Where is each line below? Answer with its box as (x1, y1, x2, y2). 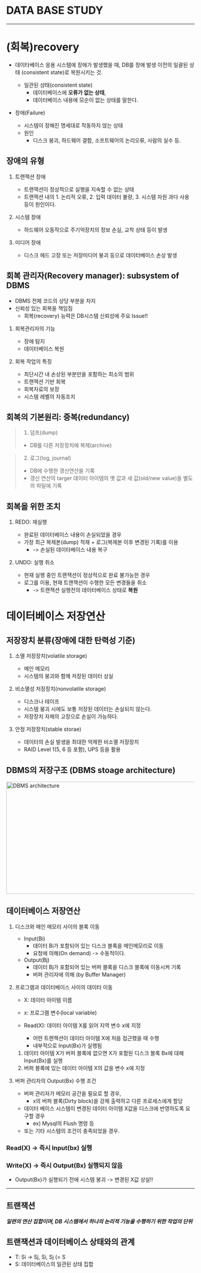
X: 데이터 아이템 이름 (23, 996, 73, 1003)
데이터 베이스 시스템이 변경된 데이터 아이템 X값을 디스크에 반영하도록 (23, 1105, 184, 1112)
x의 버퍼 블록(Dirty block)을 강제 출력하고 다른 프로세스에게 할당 (32, 1097, 183, 1104)
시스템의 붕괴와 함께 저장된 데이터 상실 (23, 673, 114, 680)
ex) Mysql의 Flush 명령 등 (32, 1120, 95, 1127)
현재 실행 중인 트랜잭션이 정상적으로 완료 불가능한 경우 (23, 572, 151, 579)
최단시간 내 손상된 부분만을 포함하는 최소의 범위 (23, 370, 135, 378)
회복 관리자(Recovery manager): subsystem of (6, 271, 179, 281)
